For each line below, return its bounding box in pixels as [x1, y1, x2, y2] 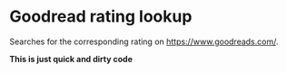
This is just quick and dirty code [9, 53, 134, 64]
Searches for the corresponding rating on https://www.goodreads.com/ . [9, 36, 279, 47]
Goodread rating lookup [9, 6, 193, 27]
